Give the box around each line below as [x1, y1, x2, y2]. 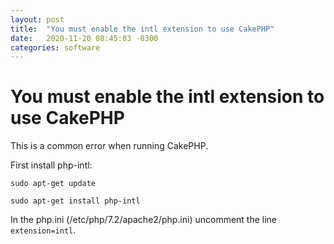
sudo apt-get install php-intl [10, 196, 141, 206]
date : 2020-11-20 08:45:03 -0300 [10, 33, 159, 43]
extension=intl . [10, 224, 77, 236]
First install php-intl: [10, 159, 93, 171]
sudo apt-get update [10, 179, 97, 189]
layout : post [10, 14, 65, 25]
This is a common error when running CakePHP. [10, 140, 209, 152]
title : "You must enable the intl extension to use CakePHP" [10, 24, 275, 34]
